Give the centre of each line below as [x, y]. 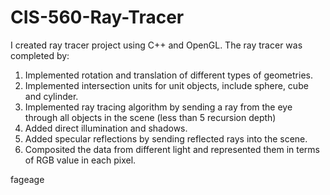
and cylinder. [51, 96]
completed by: [40, 55]
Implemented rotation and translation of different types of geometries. [168, 75]
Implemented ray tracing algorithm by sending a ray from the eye [158, 107]
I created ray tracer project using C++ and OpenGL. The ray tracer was [156, 45]
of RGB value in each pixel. [80, 160]
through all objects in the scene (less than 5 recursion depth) [150, 117]
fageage [27, 179]
